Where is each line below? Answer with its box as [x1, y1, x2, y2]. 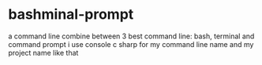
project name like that [8, 48, 79, 57]
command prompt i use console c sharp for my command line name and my [8, 39, 254, 49]
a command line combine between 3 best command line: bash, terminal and [8, 31, 255, 41]
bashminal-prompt [8, 5, 134, 23]
